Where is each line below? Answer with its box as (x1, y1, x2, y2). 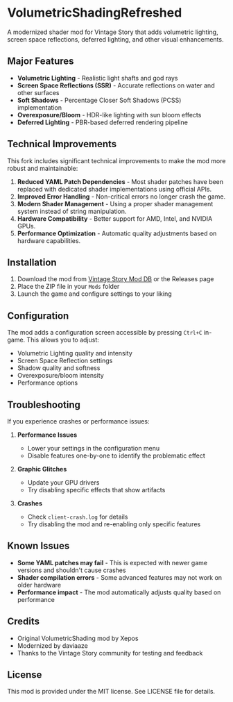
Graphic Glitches (17, 465, 67, 473)
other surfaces (17, 88, 60, 97)
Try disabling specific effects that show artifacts (27, 486, 166, 494)
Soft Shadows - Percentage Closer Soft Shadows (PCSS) (17, 96, 182, 104)
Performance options (17, 378, 78, 387)
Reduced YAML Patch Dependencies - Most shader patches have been (17, 177, 224, 185)
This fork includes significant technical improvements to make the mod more (7, 156, 226, 165)
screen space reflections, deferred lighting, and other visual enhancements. (7, 35, 224, 43)
